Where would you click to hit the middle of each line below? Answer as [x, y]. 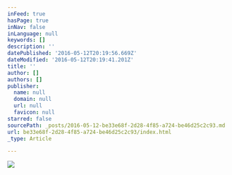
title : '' [22, 66]
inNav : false [26, 27]
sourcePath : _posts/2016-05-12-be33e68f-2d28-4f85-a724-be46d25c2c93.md [116, 125]
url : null [28, 106]
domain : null [33, 99]
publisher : [23, 86]
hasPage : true [28, 20]
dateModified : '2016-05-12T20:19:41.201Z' [71, 60]
